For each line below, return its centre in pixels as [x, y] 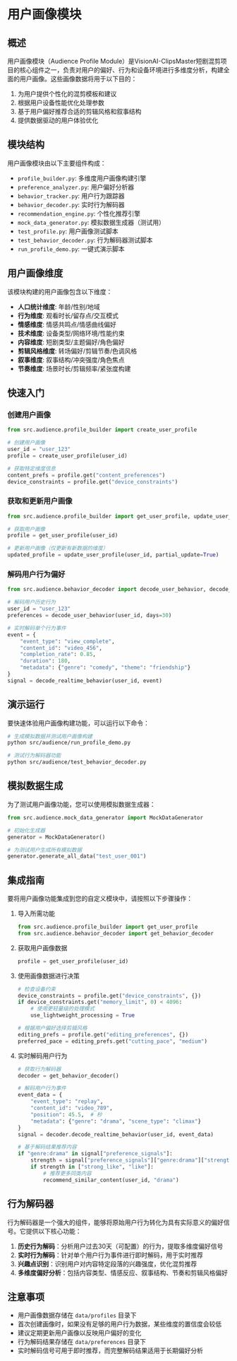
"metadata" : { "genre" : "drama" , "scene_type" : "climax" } [116, 1121]
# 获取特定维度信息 [32, 468]
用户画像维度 [35, 273]
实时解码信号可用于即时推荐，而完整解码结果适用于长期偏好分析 [110, 1350]
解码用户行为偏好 [36, 575]
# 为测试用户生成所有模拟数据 [45, 850]
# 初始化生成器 [26, 830]
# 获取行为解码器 [39, 1069]
